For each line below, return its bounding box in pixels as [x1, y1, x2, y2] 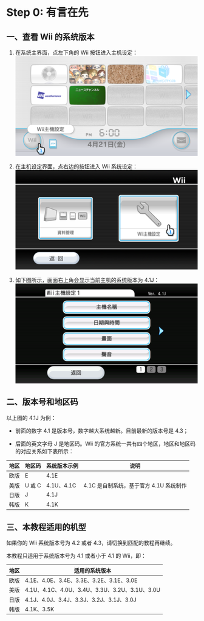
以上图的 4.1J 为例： [6, 414, 56, 421]
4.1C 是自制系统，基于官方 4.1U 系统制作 [83, 481, 187, 489]
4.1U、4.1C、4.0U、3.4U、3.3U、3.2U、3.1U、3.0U [25, 586, 161, 594]
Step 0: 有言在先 [6, 5, 89, 19]
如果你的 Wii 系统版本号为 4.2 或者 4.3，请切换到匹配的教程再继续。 [6, 539, 176, 547]
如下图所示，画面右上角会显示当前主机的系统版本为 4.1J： [15, 276, 160, 284]
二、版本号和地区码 [6, 397, 78, 407]
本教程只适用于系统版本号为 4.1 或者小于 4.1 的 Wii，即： [6, 552, 147, 560]
